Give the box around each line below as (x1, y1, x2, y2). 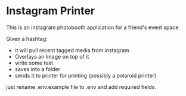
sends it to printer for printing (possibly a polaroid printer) (14, 72, 157, 79)
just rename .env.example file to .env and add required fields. (6, 83, 157, 90)
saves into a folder (14, 65, 61, 72)
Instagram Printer (6, 4, 95, 18)
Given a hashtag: (6, 35, 48, 42)
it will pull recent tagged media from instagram (14, 46, 129, 54)
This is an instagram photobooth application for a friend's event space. (6, 24, 181, 31)
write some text (14, 59, 54, 66)
